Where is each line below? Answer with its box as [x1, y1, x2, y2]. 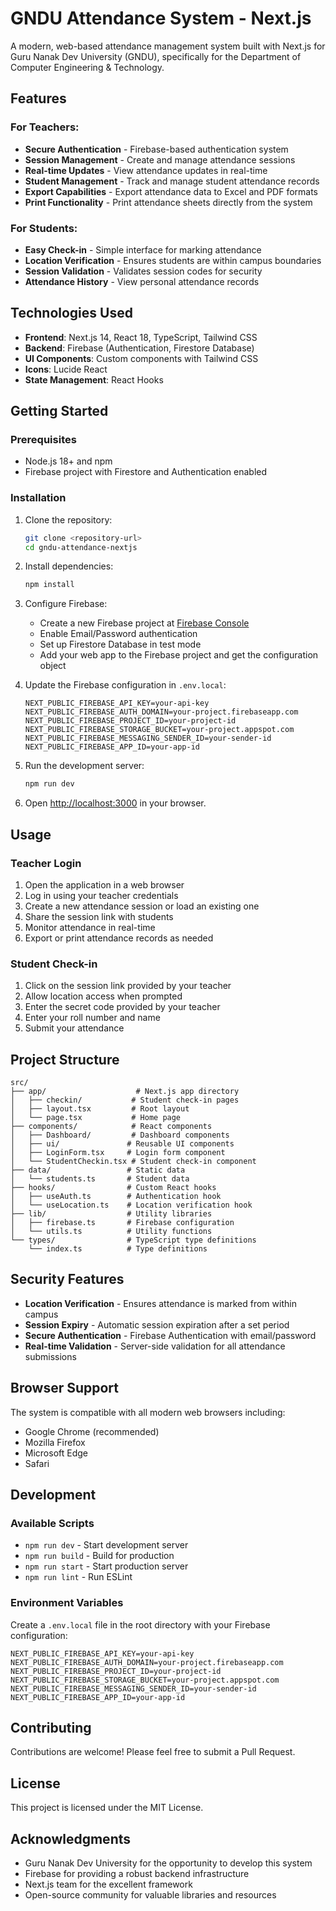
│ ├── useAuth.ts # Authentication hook [10, 1192, 222, 1202]
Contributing [10, 1720, 92, 1737]
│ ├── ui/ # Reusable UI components [10, 1139, 235, 1149]
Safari [24, 1457, 50, 1469]
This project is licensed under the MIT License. [10, 1802, 204, 1814]
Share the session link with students [24, 910, 174, 922]
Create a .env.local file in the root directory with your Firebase [10, 1618, 271, 1631]
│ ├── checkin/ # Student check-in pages [10, 1095, 240, 1106]
